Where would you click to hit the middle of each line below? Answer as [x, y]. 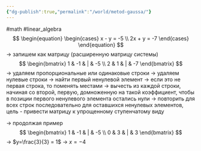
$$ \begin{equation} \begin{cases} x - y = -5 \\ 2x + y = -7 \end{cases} [101, 38]
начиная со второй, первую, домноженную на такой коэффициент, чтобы [100, 92]
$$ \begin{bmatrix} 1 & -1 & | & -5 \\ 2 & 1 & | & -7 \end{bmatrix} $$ [101, 63]
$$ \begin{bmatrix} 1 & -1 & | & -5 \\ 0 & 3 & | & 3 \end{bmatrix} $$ [101, 132]
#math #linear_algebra [34, 29]
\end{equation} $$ [101, 45]
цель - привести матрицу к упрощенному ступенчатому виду [85, 111]
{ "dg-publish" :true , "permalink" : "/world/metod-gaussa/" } [79, 12]
